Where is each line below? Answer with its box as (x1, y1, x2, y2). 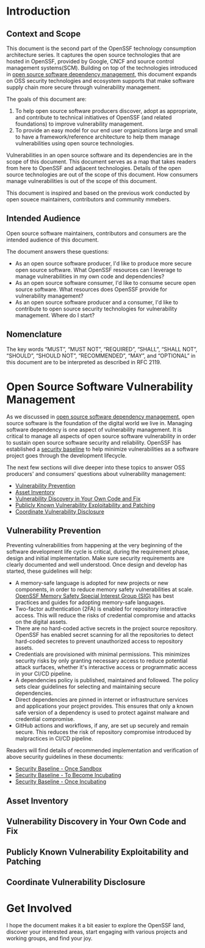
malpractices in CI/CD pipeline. (15, 735, 93, 742)
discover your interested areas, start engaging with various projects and (6, 928, 187, 935)
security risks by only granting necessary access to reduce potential (15, 657, 188, 664)
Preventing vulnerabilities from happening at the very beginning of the (6, 542, 183, 549)
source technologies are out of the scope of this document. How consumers (6, 171, 198, 178)
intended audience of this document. (6, 236, 99, 243)
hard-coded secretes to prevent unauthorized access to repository (15, 637, 183, 645)
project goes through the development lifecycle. (6, 451, 127, 459)
